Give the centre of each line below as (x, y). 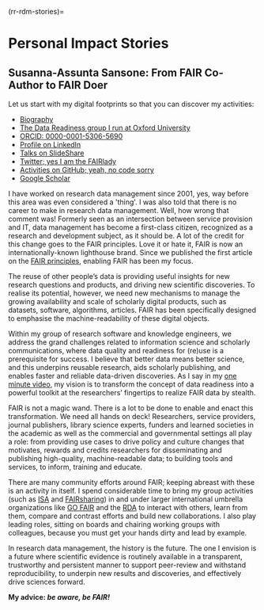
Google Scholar (45, 178)
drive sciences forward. (47, 582)
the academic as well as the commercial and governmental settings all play (130, 433)
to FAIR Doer (77, 85)
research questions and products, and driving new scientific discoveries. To (132, 285)
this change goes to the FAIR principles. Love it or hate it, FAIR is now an (126, 244)
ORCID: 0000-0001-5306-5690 (71, 136)
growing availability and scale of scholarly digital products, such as (117, 301)
